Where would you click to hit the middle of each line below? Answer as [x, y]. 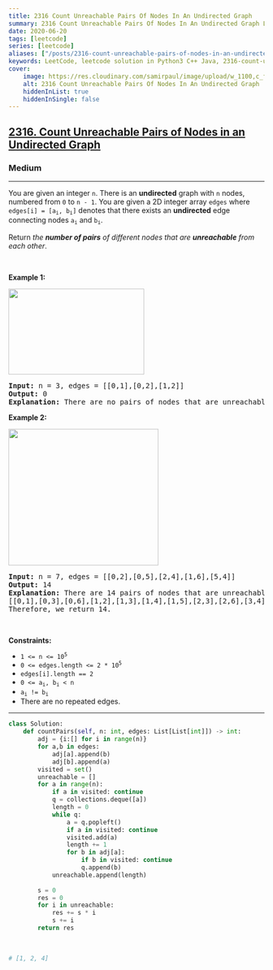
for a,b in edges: [69, 747]
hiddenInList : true [56, 91]
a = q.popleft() [94, 822]
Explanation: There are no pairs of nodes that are [114, 402]
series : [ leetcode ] [41, 46]
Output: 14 [30, 585]
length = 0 [70, 808]
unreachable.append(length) [100, 875]
